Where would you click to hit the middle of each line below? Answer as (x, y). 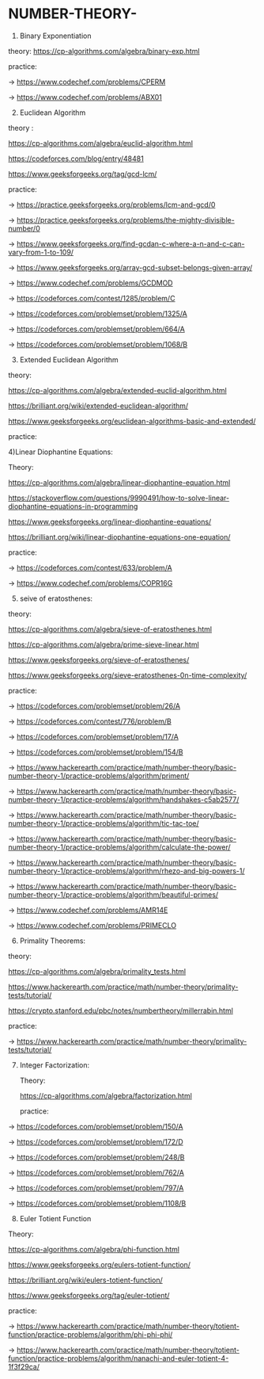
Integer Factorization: (55, 1065)
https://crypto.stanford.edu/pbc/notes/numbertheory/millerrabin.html (121, 1010)
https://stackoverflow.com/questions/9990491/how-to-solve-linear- (119, 498)
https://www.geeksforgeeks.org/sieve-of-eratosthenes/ (99, 659)
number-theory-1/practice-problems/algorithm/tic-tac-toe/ (104, 823)
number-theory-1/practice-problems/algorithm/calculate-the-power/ (119, 847)
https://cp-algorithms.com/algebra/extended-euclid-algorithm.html (117, 390)
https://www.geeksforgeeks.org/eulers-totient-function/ (100, 1264)
